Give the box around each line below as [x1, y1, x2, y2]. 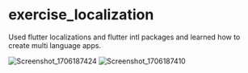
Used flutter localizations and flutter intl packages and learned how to [8, 32, 241, 42]
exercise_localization [8, 6, 154, 24]
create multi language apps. [8, 40, 102, 50]
